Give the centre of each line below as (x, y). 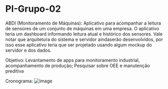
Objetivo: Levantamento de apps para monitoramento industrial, (72, 60)
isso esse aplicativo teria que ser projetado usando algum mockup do (79, 44)
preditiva (15, 71)
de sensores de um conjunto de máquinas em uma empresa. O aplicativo (82, 28)
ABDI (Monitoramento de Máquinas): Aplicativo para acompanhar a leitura (83, 23)
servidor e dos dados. (28, 50)
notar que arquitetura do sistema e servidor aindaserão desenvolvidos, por (84, 39)
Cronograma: (19, 81)
